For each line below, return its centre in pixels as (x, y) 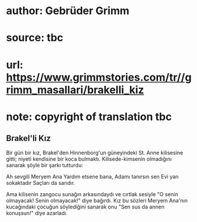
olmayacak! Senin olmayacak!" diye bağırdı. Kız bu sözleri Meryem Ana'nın (97, 200)
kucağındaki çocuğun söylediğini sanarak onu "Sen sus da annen (86, 207)
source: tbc (35, 38)
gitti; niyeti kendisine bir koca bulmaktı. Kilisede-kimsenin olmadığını (89, 159)
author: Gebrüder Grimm (68, 11)
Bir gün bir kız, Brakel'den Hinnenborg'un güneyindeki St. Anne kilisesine (95, 153)
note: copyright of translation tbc (89, 117)
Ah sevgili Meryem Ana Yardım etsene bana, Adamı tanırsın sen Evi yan (92, 176)
